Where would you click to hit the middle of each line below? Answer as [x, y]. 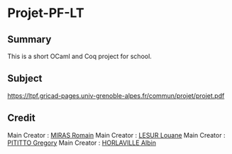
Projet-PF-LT [46, 13]
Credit [21, 118]
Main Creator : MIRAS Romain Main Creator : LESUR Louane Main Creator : [116, 135]
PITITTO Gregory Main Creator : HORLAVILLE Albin [82, 143]
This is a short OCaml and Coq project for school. [80, 56]
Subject [25, 78]
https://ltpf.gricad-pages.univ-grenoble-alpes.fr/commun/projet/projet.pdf [116, 95]
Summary [29, 39]
